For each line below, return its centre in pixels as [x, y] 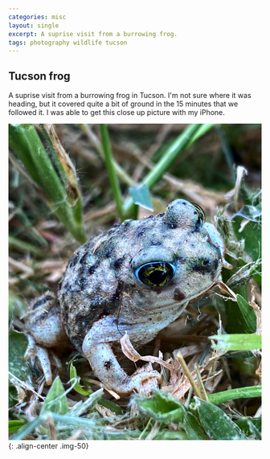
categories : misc [37, 17]
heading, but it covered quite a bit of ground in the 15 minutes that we [123, 104]
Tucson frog [39, 76]
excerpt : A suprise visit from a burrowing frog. [93, 34]
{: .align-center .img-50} [49, 446]
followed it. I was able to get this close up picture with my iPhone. [117, 113]
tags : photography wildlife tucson [68, 43]
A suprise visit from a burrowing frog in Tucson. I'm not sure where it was [130, 96]
